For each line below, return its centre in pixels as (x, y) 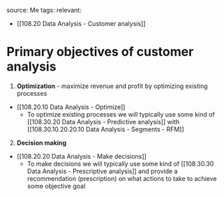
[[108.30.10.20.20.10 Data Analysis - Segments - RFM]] (105, 129)
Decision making (42, 143)
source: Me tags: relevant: (44, 10)
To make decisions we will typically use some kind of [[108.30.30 (120, 163)
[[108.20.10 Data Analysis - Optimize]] (71, 107)
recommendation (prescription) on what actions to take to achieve (122, 178)
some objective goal (56, 186)
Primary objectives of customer (100, 52)
